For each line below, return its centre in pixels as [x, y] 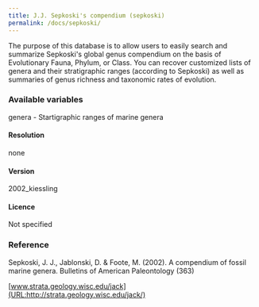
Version [21, 171]
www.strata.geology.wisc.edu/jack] [68, 286]
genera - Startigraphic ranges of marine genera [86, 117]
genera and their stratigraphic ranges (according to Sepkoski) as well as [126, 71]
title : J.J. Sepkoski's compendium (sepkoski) [87, 15]
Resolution [27, 135]
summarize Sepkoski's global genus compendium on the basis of [115, 54]
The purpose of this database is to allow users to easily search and [118, 45]
